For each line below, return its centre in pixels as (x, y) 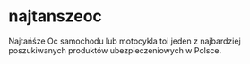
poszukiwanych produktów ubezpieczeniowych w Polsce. (115, 50)
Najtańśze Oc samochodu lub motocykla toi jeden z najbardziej (125, 41)
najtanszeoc (55, 16)
